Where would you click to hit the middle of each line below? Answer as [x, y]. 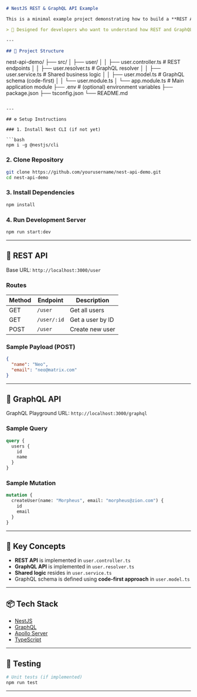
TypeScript [28, 639]
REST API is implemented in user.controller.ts [72, 560]
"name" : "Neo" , [30, 365]
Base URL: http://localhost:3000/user [53, 270]
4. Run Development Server [46, 220]
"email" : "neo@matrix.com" [44, 370]
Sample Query [27, 429]
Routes [16, 285]
